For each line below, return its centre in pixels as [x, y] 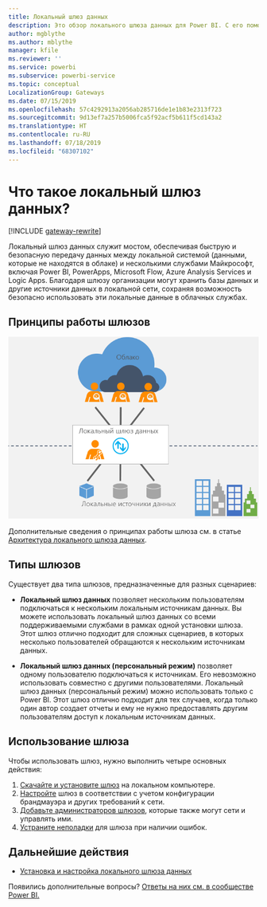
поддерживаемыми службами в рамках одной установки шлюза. [132, 625]
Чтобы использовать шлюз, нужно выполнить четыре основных [117, 760]
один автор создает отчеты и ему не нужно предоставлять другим [134, 708]
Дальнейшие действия [69, 852]
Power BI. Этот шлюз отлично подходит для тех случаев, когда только [139, 699]
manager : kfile [33, 51]
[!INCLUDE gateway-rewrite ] [55, 230]
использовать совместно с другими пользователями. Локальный [132, 682]
